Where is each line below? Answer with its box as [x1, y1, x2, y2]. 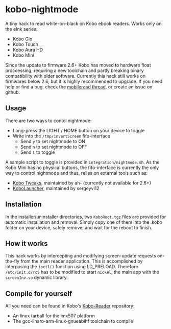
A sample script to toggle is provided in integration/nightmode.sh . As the [5, 159, 160, 165]
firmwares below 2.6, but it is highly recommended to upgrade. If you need [5, 78, 163, 84]
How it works [5, 239, 48, 248]
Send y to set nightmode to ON [20, 138, 85, 144]
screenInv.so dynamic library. [5, 274, 68, 280]
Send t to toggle [20, 149, 55, 155]
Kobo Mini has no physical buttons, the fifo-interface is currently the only [5, 165, 159, 171]
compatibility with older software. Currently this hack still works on [5, 73, 146, 79]
